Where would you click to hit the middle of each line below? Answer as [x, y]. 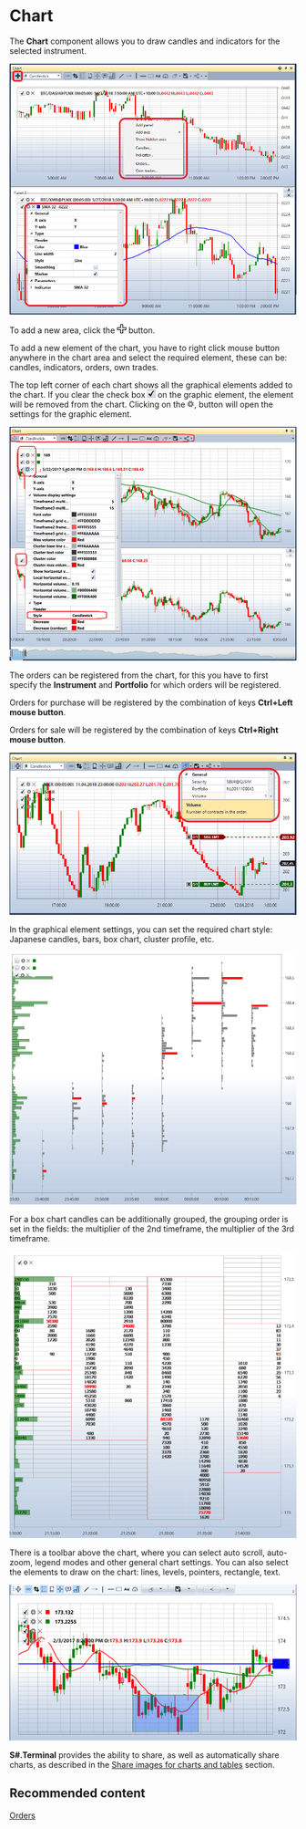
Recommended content [77, 1793]
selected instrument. [48, 50]
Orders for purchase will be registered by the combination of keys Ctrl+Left [151, 702]
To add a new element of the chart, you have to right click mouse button [145, 348]
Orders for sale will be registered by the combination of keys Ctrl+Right [144, 730]
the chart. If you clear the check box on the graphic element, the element [152, 394]
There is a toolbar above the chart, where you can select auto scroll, [138, 1553]
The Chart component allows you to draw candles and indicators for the [145, 41]
